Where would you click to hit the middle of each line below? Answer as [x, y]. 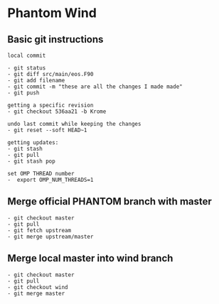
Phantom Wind [52, 13]
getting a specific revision [50, 105]
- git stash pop [31, 161]
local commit [27, 55]
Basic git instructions [55, 39]
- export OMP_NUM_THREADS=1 [50, 180]
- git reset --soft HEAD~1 [47, 130]
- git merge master [36, 293]
